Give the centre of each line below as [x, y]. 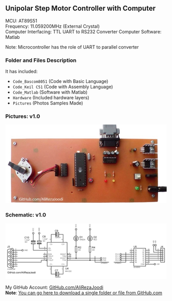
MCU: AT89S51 [21, 20]
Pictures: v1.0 [23, 116]
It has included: [21, 72]
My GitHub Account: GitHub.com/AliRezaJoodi [54, 287]
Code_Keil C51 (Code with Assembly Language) [63, 87]
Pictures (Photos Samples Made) [48, 103]
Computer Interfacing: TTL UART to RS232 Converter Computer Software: [83, 31]
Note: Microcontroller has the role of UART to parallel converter [72, 47]
